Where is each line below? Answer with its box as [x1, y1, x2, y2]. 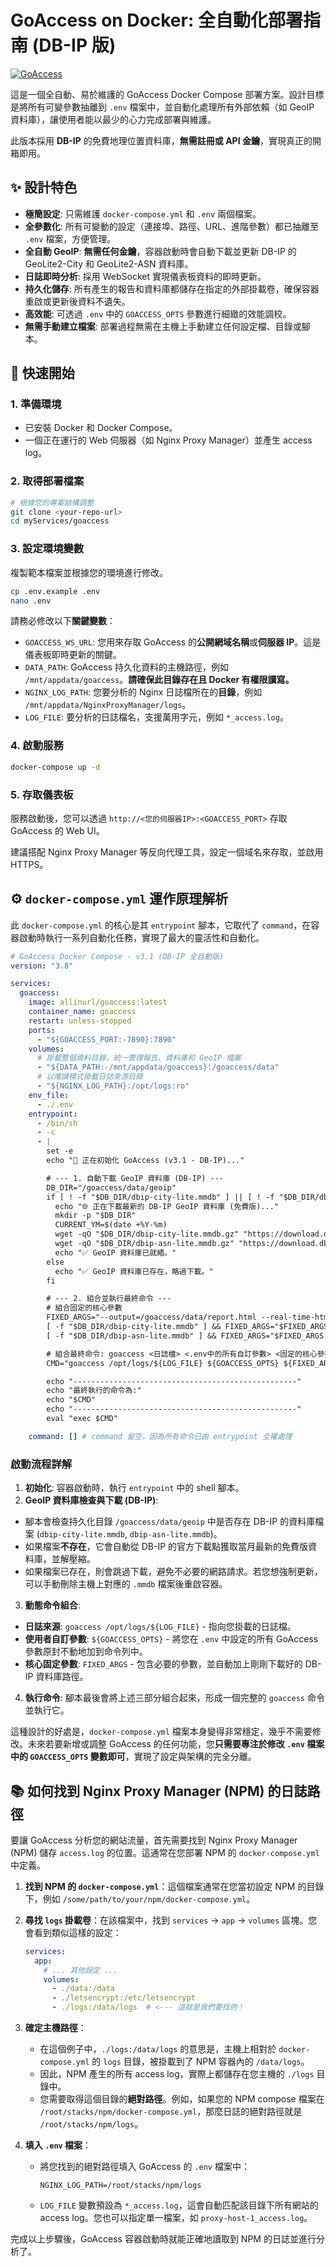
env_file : [28, 1090, 70, 1100]
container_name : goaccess [28, 1007, 137, 1017]
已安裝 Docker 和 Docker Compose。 [24, 422, 178, 434]
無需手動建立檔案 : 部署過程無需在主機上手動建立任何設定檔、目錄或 [24, 320, 302, 332]
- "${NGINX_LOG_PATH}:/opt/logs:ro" [36, 1081, 190, 1091]
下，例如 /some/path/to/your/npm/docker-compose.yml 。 [24, 1892, 256, 1905]
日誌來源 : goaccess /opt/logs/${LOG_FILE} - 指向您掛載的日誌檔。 [24, 1621, 297, 1633]
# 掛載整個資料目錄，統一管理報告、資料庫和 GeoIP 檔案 [36, 1053, 242, 1063]
